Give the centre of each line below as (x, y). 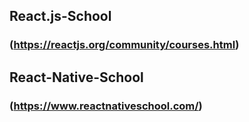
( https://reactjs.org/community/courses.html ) (124, 45)
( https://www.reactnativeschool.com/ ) (106, 106)
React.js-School (60, 16)
